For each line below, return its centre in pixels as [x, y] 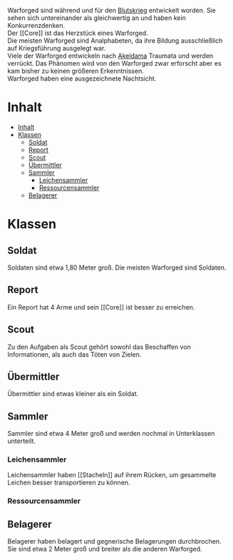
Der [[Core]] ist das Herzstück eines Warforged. [78, 33]
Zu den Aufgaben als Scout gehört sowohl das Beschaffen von [99, 347]
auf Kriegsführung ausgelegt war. [57, 48]
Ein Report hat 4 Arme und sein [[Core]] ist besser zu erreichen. [101, 307]
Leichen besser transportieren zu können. [69, 483]
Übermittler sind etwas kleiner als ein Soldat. [73, 394]
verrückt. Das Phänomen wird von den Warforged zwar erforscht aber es [115, 63]
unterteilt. [21, 441]
